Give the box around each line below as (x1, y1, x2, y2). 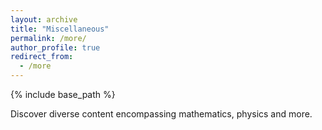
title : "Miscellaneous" (10, 24, 110, 34)
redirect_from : (10, 52, 74, 62)
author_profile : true (10, 42, 101, 53)
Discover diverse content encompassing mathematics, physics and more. (10, 108, 313, 120)
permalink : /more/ (10, 33, 87, 43)
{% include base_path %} (10, 89, 116, 100)
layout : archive (10, 14, 78, 25)
